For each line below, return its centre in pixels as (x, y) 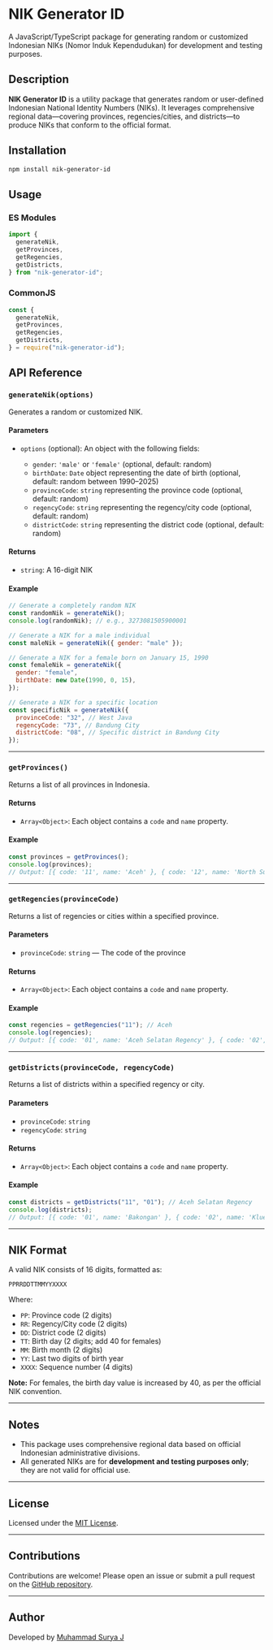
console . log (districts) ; (50, 1210)
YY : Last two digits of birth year (72, 1358)
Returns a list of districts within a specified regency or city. (107, 1085)
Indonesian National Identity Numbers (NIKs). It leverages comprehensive (132, 107)
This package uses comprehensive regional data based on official (130, 1444)
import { (23, 235)
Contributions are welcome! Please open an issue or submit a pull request (132, 1575)
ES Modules (32, 218)
